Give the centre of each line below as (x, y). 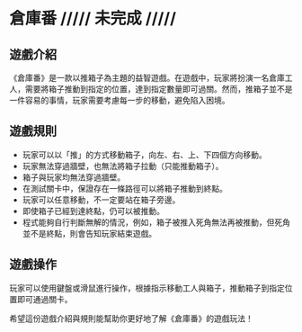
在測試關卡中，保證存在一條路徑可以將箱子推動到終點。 (124, 188)
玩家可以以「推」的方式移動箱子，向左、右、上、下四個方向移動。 (144, 155)
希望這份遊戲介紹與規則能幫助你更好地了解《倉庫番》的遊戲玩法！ (131, 318)
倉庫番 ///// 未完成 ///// (93, 18)
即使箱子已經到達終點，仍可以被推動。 (93, 211)
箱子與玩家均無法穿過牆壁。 (74, 177)
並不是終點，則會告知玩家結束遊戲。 (89, 233)
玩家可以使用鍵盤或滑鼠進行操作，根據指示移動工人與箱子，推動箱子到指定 (147, 288)
